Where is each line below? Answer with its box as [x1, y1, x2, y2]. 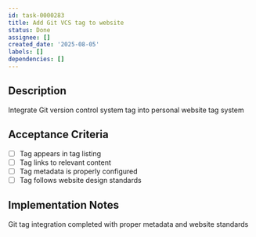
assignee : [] [8, 33, 51, 42]
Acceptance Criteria [8, 128, 109, 141]
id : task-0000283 [8, 11, 65, 20]
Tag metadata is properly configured [19, 166, 139, 176]
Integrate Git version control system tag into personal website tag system [8, 105, 244, 115]
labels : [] [8, 48, 44, 56]
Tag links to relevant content [19, 158, 112, 167]
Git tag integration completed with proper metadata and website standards [8, 219, 249, 228]
